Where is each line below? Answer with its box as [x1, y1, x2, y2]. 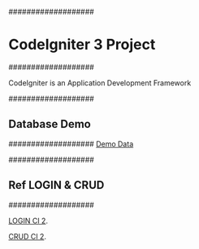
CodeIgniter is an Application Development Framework [8, 77, 192, 88]
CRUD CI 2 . [8, 231, 47, 241]
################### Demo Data [8, 138, 134, 149]
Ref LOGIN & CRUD [8, 178, 105, 192]
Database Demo [8, 117, 91, 131]
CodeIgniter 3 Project [8, 36, 156, 54]
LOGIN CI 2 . [8, 216, 49, 225]
